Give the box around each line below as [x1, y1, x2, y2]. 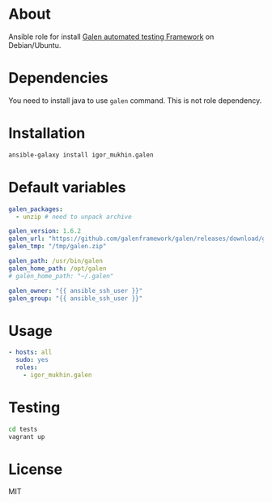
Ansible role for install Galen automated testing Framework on [8, 32, 215, 41]
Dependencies [8, 69, 108, 88]
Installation [8, 124, 86, 143]
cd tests [8, 425, 38, 433]
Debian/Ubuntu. [8, 40, 62, 49]
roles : [15, 363, 38, 372]
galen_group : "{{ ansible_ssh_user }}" [8, 294, 143, 303]
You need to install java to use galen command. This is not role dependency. [8, 95, 262, 105]
